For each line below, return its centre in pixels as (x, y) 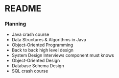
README (23, 9)
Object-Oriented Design (36, 61)
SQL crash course (30, 71)
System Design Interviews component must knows (63, 55)
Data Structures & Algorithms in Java (49, 40)
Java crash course (30, 34)
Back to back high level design (43, 50)
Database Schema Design (38, 66)
